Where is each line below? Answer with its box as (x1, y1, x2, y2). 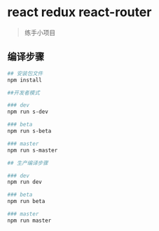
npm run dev (7, 178, 42, 186)
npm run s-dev (7, 108, 49, 116)
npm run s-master (7, 147, 58, 154)
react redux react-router (7, 4, 152, 20)
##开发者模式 (7, 89, 40, 96)
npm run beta (7, 198, 46, 205)
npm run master (7, 217, 52, 224)
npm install (7, 77, 42, 84)
